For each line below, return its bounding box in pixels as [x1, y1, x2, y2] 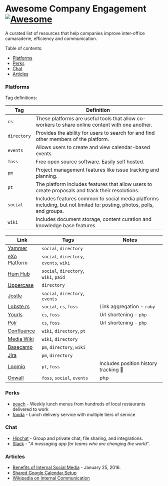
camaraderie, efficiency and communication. [5, 36, 97, 42]
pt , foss [41, 363, 60, 370]
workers [35, 121, 55, 128]
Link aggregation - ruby [99, 303, 155, 310]
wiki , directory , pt [41, 327, 86, 334]
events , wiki [41, 259, 70, 266]
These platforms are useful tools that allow [35, 115, 136, 122]
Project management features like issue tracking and [35, 166, 159, 173]
